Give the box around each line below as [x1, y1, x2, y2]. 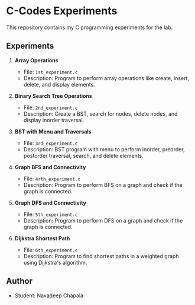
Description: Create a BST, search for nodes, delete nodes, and [23, 110, 178, 117]
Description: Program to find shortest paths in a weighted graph [23, 252, 179, 259]
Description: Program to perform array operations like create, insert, [23, 74, 190, 81]
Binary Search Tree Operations [14, 92, 93, 99]
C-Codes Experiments [6, 4, 118, 18]
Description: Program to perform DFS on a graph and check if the [23, 217, 183, 224]
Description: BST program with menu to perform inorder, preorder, [23, 145, 185, 152]
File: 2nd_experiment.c [23, 104, 78, 111]
